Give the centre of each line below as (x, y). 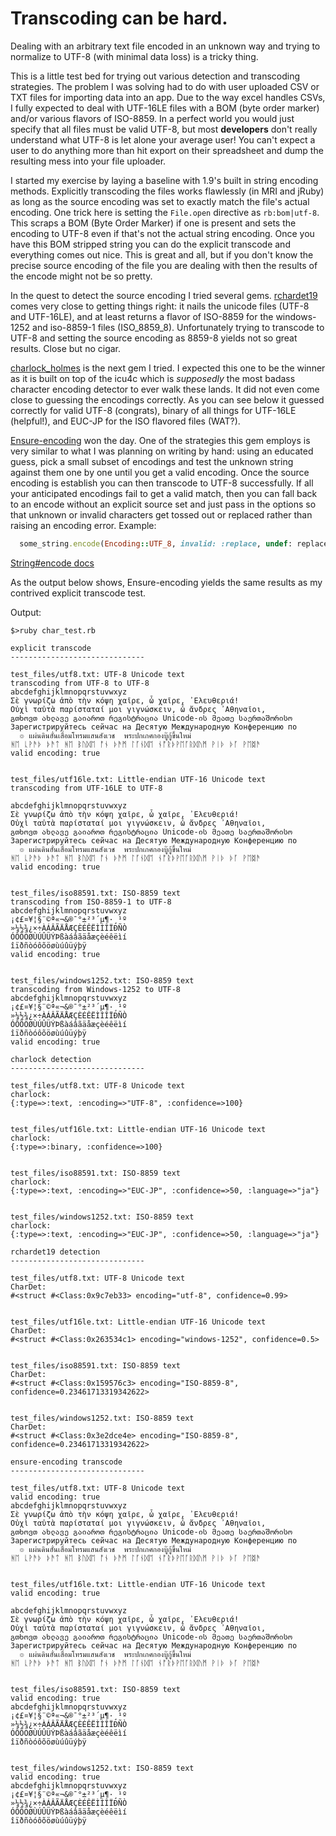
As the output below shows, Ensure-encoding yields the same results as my (166, 582)
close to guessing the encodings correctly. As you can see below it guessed (167, 399)
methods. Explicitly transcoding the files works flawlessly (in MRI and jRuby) (167, 191)
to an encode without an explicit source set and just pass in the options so (163, 504)
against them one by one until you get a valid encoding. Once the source (160, 472)
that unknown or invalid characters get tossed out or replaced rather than (161, 514)
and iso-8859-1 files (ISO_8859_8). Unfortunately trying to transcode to (178, 327)
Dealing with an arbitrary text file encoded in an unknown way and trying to (165, 46)
